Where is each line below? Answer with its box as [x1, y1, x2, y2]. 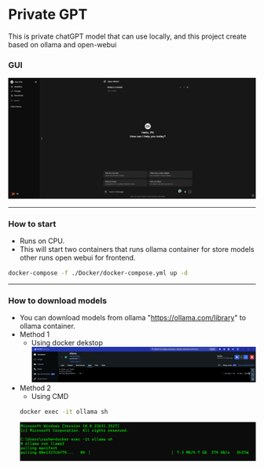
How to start [8, 218, 57, 229]
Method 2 [19, 383, 51, 393]
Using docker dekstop [31, 338, 104, 348]
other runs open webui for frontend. [19, 253, 136, 263]
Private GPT [8, 6, 88, 24]
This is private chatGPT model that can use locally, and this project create [8, 31, 247, 41]
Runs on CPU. [19, 236, 65, 246]
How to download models [8, 295, 108, 306]
